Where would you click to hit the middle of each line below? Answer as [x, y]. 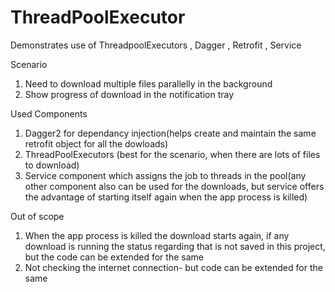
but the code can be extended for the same [114, 257]
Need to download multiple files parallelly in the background [148, 83]
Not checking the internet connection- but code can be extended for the [173, 267]
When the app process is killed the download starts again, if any [157, 235]
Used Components [49, 113]
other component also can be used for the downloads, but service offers [174, 186]
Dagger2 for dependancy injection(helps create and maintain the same [170, 133]
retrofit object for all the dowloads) [96, 143]
